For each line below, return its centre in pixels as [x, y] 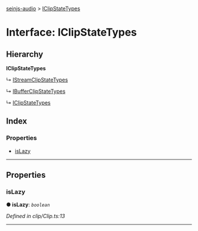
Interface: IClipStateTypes [72, 32]
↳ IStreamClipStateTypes [37, 80]
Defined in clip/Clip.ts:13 [36, 216]
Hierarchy [25, 54]
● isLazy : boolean [28, 205]
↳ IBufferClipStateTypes [36, 91]
